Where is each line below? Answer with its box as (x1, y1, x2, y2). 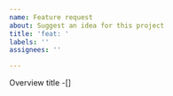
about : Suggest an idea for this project (9, 21, 165, 30)
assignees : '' (9, 46, 62, 55)
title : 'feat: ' (9, 29, 69, 38)
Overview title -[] (9, 78, 72, 88)
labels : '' (9, 37, 50, 47)
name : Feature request (9, 12, 93, 22)
